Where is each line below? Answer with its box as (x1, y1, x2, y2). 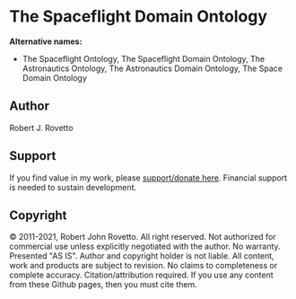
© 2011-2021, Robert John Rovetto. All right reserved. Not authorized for (9, 232, 276, 242)
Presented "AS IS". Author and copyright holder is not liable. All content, (9, 251, 275, 261)
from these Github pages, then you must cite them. (9, 279, 197, 290)
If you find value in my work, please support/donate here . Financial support (9, 172, 288, 183)
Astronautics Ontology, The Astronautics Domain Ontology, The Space (22, 63, 283, 74)
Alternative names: (9, 36, 83, 47)
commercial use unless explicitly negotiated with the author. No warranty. (9, 241, 281, 252)
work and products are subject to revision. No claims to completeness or (9, 260, 278, 271)
